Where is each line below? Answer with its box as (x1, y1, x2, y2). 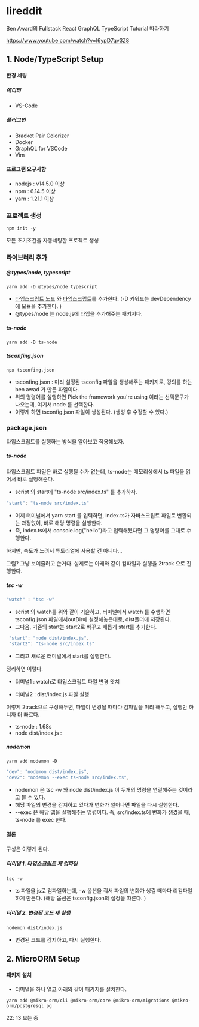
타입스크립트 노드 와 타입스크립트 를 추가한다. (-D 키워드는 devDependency (14, 295, 191, 303)
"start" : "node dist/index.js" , (8, 635, 90, 642)
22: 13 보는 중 (6, 1014, 39, 1022)
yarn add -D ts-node (6, 339, 58, 346)
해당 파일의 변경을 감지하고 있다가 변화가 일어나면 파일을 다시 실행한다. (14, 801, 179, 808)
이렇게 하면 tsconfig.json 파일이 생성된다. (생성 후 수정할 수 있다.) (14, 408, 169, 415)
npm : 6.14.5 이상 (14, 188, 56, 195)
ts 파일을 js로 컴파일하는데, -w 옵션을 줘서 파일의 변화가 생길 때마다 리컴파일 (14, 887, 193, 894)
